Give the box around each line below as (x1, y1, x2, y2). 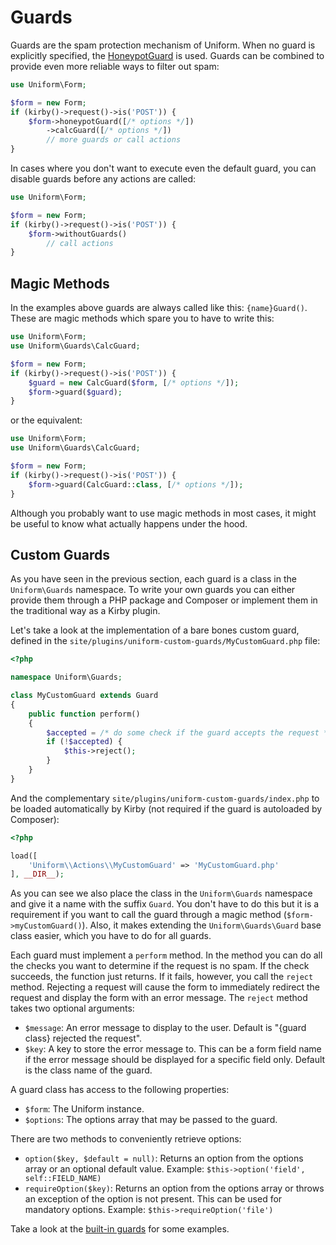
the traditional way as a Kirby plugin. (10, 605, 161, 617)
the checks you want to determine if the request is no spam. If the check (10, 960, 310, 972)
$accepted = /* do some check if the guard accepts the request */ (46, 727, 333, 738)
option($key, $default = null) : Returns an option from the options (24, 1152, 304, 1165)
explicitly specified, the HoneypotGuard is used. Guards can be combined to (10, 49, 325, 61)
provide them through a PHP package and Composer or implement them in (10, 594, 318, 606)
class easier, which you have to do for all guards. (10, 930, 212, 942)
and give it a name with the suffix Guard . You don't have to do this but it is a (10, 898, 320, 910)
